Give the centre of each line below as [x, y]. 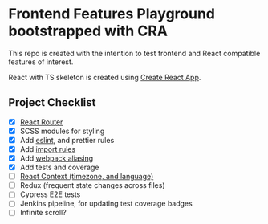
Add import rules [48, 149]
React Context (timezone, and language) [87, 177]
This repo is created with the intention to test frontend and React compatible [134, 53]
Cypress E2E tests [50, 194]
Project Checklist [52, 102]
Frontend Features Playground [112, 14]
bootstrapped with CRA [88, 31]
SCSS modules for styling [62, 131]
